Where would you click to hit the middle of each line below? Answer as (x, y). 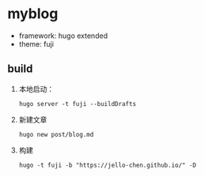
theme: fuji (36, 43)
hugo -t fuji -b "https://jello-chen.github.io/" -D (108, 165)
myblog (33, 14)
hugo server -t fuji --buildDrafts (77, 104)
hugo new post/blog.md (56, 134)
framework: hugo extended (63, 36)
